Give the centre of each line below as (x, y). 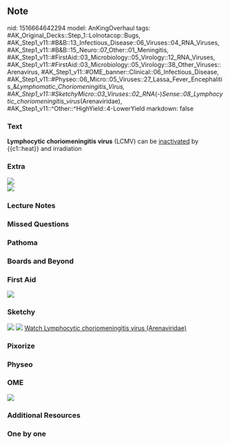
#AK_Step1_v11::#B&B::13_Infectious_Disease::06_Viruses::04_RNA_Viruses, (113, 42)
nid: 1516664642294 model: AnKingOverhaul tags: (79, 28)
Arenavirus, (23, 72)
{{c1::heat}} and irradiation (45, 149)
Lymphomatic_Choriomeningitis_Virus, (71, 86)
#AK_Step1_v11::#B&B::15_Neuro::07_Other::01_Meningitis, (88, 50)
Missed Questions (38, 225)
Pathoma (22, 242)
